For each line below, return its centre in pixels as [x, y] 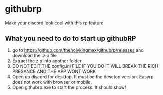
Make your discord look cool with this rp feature [54, 23]
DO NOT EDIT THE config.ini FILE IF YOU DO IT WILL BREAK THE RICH [85, 66]
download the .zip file [35, 55]
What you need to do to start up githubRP [71, 38]
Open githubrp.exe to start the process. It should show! [69, 87]
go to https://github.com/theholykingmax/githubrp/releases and [78, 50]
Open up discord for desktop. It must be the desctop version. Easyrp [83, 76]
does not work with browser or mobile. [52, 82]
